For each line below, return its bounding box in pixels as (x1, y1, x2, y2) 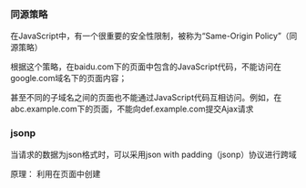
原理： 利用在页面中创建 (10, 168, 101, 179)
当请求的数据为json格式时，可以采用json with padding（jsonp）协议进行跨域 (10, 149, 297, 160)
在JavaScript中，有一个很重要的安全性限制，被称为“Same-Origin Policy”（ (10, 30, 290, 42)
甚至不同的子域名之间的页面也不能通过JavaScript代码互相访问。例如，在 (10, 92, 282, 103)
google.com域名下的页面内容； (10, 73, 127, 84)
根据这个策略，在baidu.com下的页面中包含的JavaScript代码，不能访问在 (10, 61, 281, 72)
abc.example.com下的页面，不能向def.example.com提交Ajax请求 (10, 103, 254, 115)
